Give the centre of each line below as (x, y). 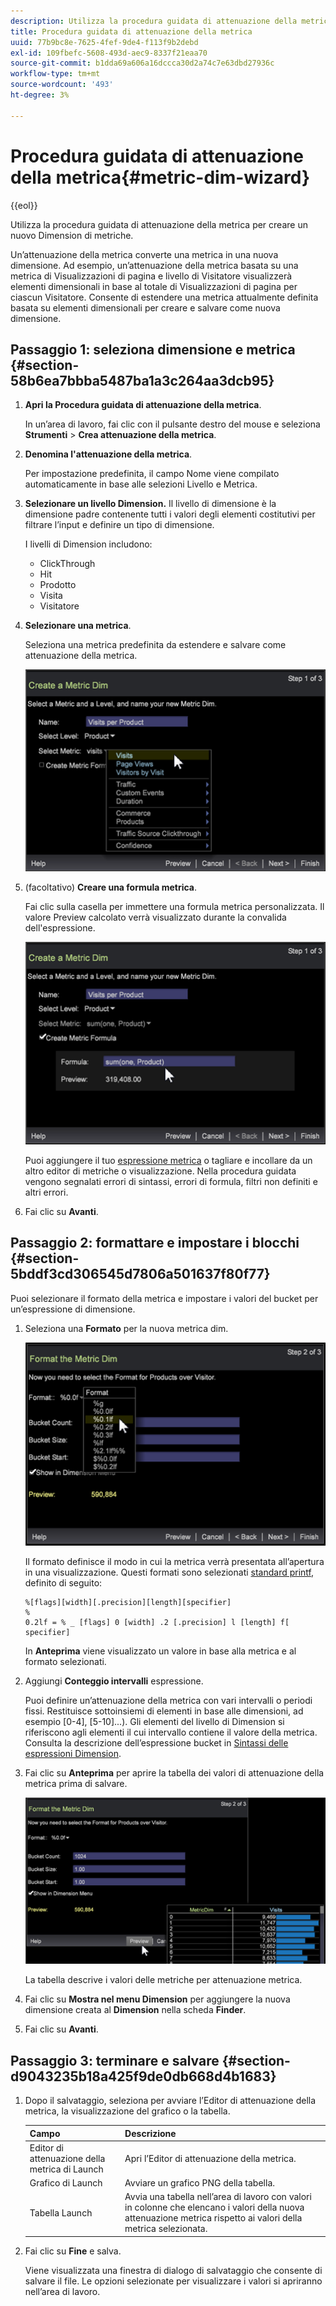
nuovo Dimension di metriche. (72, 235)
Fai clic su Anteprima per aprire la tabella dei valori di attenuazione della (174, 1772)
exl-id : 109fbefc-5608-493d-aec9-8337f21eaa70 (109, 53)
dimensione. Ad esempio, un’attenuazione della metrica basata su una (154, 265)
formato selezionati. (65, 1661)
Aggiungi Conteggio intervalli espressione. (114, 1681)
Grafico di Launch (66, 2183)
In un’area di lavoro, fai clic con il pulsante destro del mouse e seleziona (172, 424)
